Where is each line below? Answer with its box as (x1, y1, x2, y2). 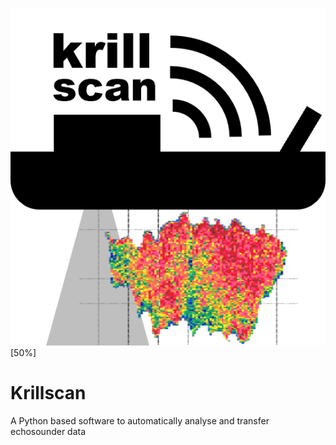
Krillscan (10, 381, 87, 404)
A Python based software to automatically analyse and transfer (10, 414, 270, 427)
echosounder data (10, 425, 87, 437)
